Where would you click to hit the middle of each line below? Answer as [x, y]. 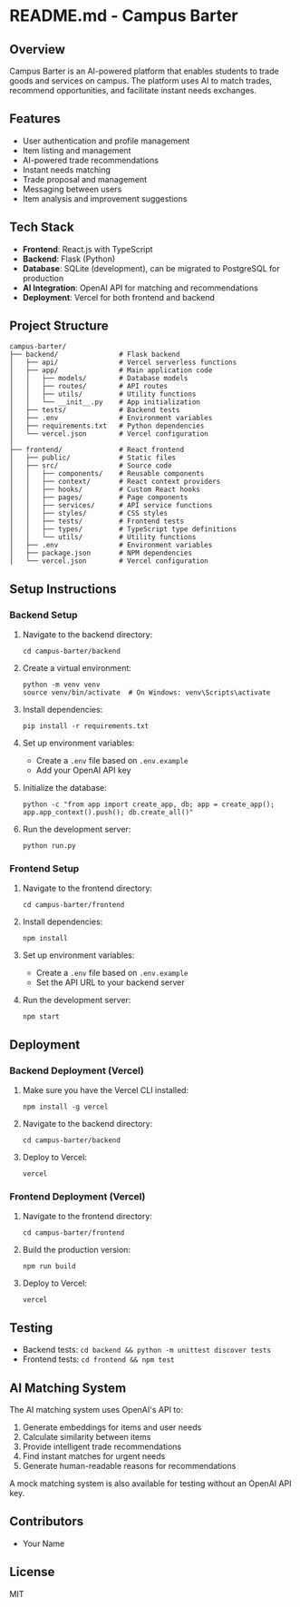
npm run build [49, 1267]
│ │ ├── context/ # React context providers [115, 482]
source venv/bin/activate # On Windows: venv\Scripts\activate [146, 693]
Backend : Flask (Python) [69, 259]
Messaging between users [72, 189]
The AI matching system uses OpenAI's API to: [97, 1410]
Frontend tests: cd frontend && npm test [98, 1359]
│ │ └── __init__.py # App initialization [105, 402]
